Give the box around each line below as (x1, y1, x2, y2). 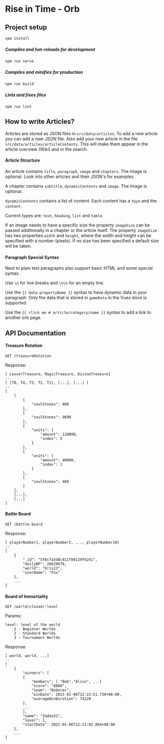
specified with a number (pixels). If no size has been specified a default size (5, 237, 159, 244)
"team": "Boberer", (31, 688, 71, 693)
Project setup (5, 23, 48, 31)
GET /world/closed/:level (5, 604, 58, 609)
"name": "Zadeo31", (23, 714, 63, 718)
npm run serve (5, 58, 34, 63)
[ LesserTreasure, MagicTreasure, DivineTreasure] (5, 372, 111, 376)
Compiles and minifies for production (5, 69, 83, 75)
